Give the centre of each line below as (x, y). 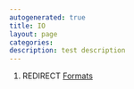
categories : (31, 42)
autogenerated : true (48, 17)
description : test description (67, 51)
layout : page (33, 34)
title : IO (28, 26)
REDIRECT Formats (58, 76)
